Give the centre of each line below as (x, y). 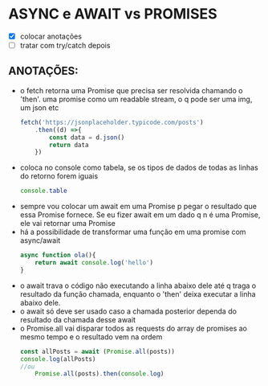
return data (69, 145)
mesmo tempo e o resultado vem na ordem (91, 337)
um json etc (39, 107)
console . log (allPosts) (58, 359)
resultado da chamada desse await (78, 319)
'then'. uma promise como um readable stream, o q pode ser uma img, (136, 99)
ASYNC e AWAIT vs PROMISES (113, 14)
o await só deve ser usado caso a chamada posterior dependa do (128, 311)
